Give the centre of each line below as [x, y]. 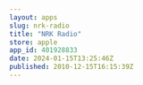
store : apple [34, 42]
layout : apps [34, 17]
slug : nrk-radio [39, 26]
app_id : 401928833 [43, 50]
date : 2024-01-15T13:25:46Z [62, 58]
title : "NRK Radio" [46, 34]
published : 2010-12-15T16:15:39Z [71, 67]
